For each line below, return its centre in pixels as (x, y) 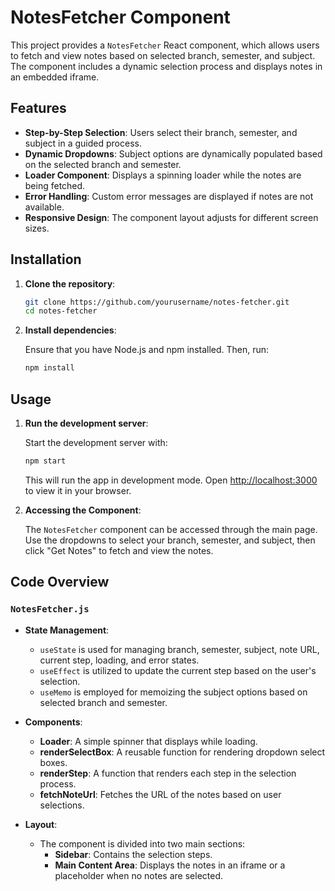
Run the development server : (86, 423)
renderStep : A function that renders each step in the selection (168, 773)
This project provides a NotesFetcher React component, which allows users (165, 45)
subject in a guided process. (83, 143)
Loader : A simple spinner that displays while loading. (148, 741)
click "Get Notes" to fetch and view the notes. (119, 550)
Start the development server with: (96, 442)
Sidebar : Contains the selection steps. (133, 854)
